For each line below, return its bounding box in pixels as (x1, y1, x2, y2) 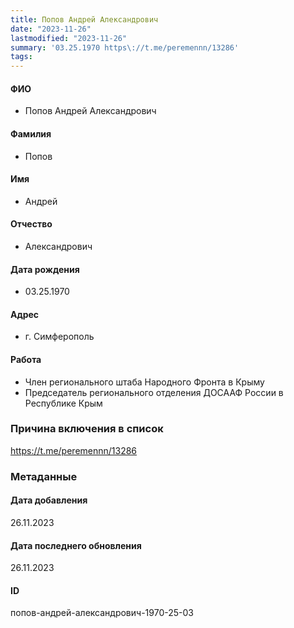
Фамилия (10, 127, 52, 140)
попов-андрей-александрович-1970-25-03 (10, 607, 194, 619)
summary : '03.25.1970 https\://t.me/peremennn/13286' (10, 42, 240, 53)
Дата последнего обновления (10, 539, 142, 551)
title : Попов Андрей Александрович (10, 14, 159, 25)
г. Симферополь (24, 331, 95, 343)
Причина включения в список (10, 422, 164, 436)
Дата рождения (10, 263, 80, 275)
